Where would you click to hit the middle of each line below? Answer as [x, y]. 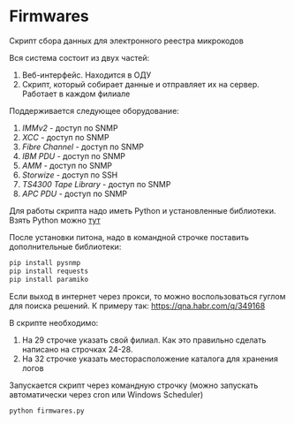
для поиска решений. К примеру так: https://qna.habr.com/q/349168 [137, 306]
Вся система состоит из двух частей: [79, 57]
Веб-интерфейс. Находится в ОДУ [87, 75]
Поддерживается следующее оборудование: [94, 110]
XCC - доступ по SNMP [65, 137]
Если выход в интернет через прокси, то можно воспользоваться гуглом [147, 296]
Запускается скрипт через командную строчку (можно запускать [134, 385]
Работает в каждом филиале [76, 94]
